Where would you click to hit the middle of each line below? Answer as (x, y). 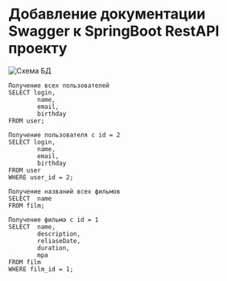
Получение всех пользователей (59, 86)
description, (59, 234)
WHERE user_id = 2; (41, 177)
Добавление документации (107, 14)
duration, (54, 248)
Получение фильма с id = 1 (54, 220)
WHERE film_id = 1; (41, 269)
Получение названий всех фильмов (64, 191)
